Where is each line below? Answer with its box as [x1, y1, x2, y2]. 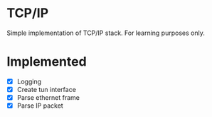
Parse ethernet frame [16, 93, 80, 101]
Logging [16, 77, 42, 86]
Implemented [6, 54, 87, 70]
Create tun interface [16, 85, 76, 93]
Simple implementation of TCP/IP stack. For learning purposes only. [6, 29, 206, 37]
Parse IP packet [16, 101, 63, 110]
